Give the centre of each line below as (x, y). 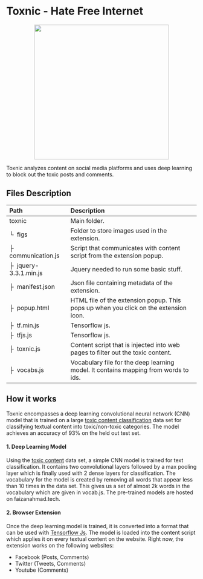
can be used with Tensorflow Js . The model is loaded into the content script (101, 532)
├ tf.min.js (24, 325)
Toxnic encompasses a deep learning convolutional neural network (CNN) (98, 414)
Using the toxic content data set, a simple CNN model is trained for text (95, 460)
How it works (31, 399)
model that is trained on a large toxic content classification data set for (94, 420)
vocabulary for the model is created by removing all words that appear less (100, 479)
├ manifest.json (32, 286)
